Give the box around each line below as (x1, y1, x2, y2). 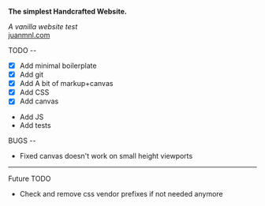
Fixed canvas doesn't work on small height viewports (19, 152, 193, 161)
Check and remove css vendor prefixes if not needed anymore (19, 189, 223, 199)
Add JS (19, 112, 44, 122)
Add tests (19, 121, 51, 130)
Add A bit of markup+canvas (19, 79, 114, 88)
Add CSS (19, 88, 50, 97)
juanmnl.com (8, 31, 50, 39)
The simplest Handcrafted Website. (8, 7, 128, 16)
